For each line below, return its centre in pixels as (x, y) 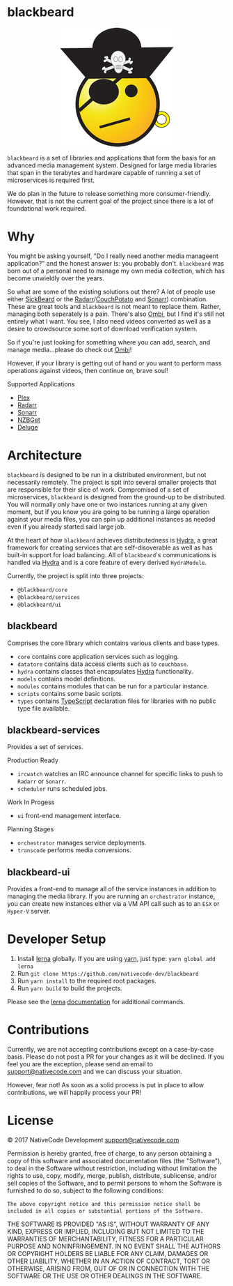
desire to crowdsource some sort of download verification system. (103, 328)
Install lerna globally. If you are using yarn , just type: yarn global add (116, 959)
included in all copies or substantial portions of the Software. (105, 1211)
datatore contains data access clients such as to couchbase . (103, 664)
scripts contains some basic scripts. (70, 693)
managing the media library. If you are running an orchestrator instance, (111, 896)
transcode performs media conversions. (74, 850)
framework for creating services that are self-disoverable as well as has (110, 547)
